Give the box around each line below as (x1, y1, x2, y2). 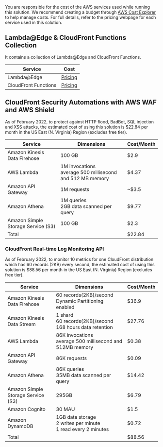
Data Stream (7, 321, 36, 327)
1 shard (55, 311, 74, 318)
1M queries (60, 197, 87, 204)
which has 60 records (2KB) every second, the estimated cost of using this (5, 261, 155, 267)
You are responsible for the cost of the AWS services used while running (5, 4, 150, 10)
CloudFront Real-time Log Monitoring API (5, 245, 104, 252)
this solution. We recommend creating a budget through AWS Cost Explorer (5, 9, 156, 15)
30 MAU (55, 406, 75, 413)
